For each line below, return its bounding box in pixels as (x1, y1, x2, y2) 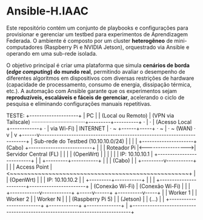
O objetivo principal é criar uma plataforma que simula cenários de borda (6, 62, 190, 69)
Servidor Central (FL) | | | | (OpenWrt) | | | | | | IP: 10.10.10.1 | (6, 150, 153, 158)
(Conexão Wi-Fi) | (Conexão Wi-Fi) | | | (93, 183, 191, 190)
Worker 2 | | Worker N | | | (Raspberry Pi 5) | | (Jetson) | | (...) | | (6, 195, 165, 202)
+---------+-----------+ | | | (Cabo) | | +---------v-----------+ (42, 157, 197, 164)
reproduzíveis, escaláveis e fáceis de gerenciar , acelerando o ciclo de (6, 94, 185, 101)
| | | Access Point (6, 163, 49, 170)
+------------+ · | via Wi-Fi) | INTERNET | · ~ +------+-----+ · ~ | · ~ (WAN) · (6, 125, 196, 132)
